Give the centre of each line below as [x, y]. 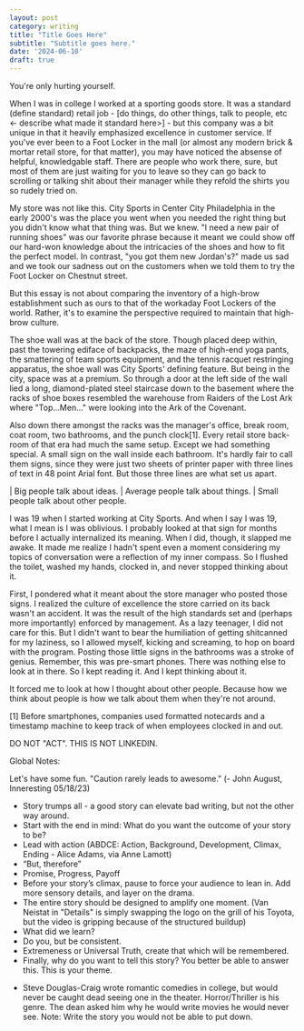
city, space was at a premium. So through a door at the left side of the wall [148, 379]
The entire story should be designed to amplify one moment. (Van [146, 902]
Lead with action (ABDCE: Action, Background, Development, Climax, [152, 845]
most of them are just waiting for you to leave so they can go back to [138, 171]
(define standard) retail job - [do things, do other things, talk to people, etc [148, 113]
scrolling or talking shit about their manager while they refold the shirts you [150, 181]
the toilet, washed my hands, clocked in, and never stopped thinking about [149, 566]
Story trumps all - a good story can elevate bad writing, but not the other [158, 806]
